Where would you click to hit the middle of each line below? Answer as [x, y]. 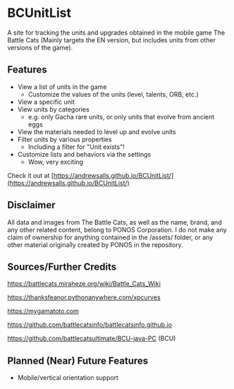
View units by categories [53, 109]
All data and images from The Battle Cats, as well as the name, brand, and [115, 222]
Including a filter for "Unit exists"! [76, 147]
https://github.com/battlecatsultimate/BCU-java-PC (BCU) [92, 339]
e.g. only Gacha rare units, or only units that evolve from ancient [121, 116]
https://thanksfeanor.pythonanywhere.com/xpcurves [84, 297]
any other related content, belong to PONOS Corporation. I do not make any [117, 229]
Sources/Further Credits [62, 267]
